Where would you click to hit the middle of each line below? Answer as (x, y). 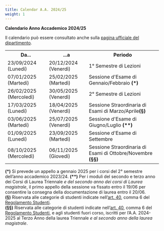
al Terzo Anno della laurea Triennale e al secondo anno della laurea (85, 218)
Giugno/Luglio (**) (111, 125)
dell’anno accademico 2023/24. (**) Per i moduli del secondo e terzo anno (80, 176)
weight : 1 (15, 14)
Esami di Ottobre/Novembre (121, 153)
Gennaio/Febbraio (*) (113, 83)
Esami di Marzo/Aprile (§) (117, 111)
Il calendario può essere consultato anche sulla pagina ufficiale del (72, 38)
